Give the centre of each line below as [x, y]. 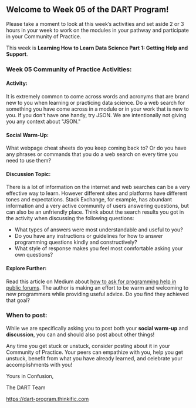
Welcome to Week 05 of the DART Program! [87, 10]
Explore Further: [26, 268]
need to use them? [29, 161]
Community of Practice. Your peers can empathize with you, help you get [95, 352]
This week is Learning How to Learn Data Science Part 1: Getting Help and [97, 48]
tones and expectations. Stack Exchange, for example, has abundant [89, 200]
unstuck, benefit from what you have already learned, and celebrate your [94, 358]
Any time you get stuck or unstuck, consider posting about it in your [88, 346]
